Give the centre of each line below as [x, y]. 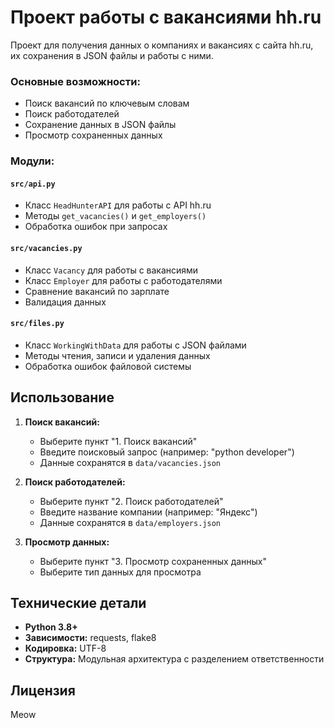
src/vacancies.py [46, 248]
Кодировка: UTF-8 [65, 648]
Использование [62, 397]
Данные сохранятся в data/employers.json [130, 522]
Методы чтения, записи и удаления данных [117, 355]
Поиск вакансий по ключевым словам [107, 103]
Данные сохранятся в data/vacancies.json [130, 462]
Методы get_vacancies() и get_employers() [115, 216]
